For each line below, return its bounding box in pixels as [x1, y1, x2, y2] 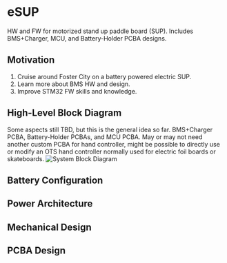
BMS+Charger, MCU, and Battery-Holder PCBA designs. [7, 34, 167, 42]
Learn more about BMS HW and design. [17, 80, 130, 88]
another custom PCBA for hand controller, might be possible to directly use [7, 140, 221, 148]
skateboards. [7, 154, 45, 162]
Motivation [7, 54, 55, 66]
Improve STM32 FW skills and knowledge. [17, 87, 137, 95]
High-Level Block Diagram [7, 107, 122, 119]
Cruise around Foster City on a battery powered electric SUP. [17, 72, 192, 81]
